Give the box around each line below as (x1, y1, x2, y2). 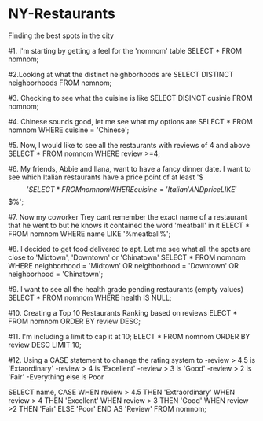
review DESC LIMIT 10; (8, 340, 82, 349)
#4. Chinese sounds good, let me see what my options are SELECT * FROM (8, 116, 253, 126)
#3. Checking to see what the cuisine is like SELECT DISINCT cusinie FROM (8, 93, 253, 102)
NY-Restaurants (8, 5, 116, 23)
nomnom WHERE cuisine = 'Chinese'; (8, 125, 130, 135)
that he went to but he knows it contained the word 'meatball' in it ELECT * (8, 220, 250, 230)
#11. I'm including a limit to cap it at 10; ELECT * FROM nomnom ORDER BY (8, 331, 250, 341)
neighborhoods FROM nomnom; (8, 78, 112, 87)
